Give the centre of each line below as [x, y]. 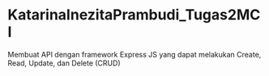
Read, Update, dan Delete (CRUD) [64, 63]
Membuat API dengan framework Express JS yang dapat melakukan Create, [134, 54]
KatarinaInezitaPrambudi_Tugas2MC [134, 15]
